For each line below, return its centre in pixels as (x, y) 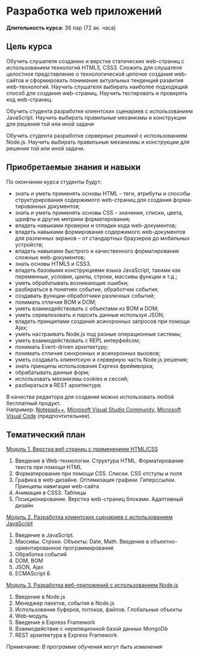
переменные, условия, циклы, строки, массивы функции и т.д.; (96, 276)
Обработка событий (41, 554)
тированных (30, 206)
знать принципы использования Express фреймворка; (84, 366)
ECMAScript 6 (32, 574)
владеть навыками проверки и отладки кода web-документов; (96, 225)
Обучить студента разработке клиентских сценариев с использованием (100, 111)
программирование (88, 548)
